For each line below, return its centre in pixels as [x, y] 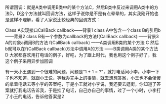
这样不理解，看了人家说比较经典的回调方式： [55, 20]
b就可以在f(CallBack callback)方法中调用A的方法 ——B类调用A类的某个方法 [82, 49]
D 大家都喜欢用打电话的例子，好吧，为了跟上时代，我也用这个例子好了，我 [81, 55]
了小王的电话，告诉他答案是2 [35, 96]
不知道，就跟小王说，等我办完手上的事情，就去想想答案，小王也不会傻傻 [87, 78]
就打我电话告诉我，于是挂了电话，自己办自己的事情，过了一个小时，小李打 [85, 90]
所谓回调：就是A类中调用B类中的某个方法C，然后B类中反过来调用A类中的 [80, 7]
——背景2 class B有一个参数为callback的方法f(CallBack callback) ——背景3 [82, 36]
